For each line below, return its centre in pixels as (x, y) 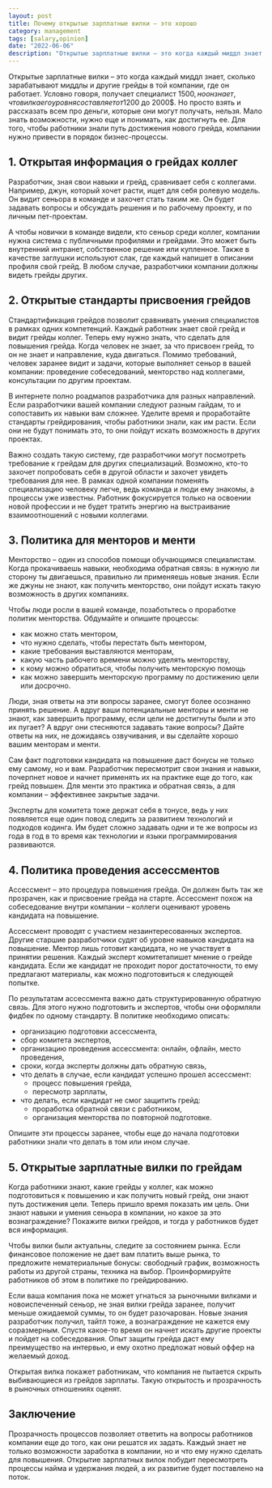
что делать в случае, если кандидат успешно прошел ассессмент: (136, 1075)
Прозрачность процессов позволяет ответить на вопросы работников (131, 1434)
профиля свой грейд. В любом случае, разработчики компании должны (134, 266)
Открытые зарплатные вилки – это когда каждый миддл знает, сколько (132, 77)
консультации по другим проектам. (70, 380)
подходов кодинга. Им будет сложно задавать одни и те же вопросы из (133, 828)
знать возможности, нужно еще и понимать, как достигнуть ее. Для (127, 119)
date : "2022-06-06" (41, 46)
